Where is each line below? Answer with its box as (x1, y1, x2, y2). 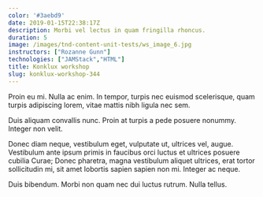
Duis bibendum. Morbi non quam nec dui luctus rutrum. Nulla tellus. (8, 179, 228, 189)
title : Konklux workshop (8, 63, 90, 71)
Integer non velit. (8, 124, 63, 133)
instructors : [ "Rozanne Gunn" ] (8, 48, 111, 56)
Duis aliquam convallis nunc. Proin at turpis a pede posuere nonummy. (8, 115, 237, 125)
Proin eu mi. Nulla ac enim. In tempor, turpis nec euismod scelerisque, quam (8, 91, 256, 101)
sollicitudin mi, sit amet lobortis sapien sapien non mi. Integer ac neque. (8, 164, 241, 173)
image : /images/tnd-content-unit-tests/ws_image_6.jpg (8, 41, 192, 49)
